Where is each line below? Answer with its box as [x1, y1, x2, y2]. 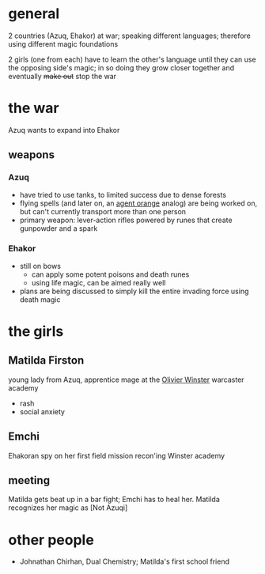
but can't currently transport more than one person [19, 206, 187, 216]
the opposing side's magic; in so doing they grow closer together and [8, 62, 235, 72]
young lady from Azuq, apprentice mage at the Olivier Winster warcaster [8, 375, 244, 384]
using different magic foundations [8, 39, 119, 48]
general [8, 5, 60, 23]
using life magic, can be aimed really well [31, 278, 166, 287]
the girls [8, 323, 64, 341]
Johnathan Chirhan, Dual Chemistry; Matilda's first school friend [19, 557, 230, 566]
